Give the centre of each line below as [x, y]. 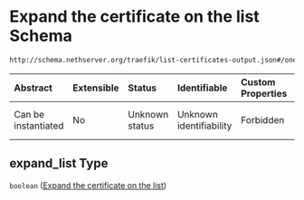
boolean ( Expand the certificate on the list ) [88, 185]
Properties [264, 93]
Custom [258, 81]
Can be [29, 114]
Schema [41, 36]
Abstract [33, 88]
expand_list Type [59, 163]
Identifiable [202, 88]
